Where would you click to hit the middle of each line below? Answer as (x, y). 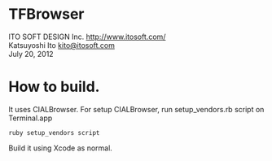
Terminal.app (31, 118)
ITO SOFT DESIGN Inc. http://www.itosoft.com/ (87, 37)
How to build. (54, 87)
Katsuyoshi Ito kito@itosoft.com (62, 45)
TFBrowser (46, 14)
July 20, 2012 (31, 54)
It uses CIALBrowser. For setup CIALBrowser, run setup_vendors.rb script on (136, 109)
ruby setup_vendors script (54, 133)
